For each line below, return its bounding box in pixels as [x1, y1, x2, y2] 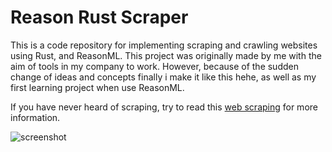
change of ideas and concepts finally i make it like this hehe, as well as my [10, 71, 317, 83]
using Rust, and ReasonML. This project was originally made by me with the [10, 49, 322, 61]
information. [10, 111, 61, 123]
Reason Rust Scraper [10, 6, 189, 29]
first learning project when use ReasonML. [10, 81, 185, 93]
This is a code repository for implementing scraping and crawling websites [10, 39, 318, 51]
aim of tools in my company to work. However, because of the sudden [10, 60, 299, 72]
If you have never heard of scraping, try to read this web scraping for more [10, 101, 318, 113]
